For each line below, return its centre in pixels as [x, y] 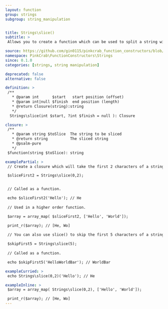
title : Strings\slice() [30, 33]
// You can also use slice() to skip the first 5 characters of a [78, 235]
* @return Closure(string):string [48, 106]
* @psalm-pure [26, 143]
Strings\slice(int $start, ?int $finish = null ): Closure [72, 116]
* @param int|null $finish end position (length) [66, 102]
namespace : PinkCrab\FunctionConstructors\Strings [59, 56]
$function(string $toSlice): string [45, 153]
